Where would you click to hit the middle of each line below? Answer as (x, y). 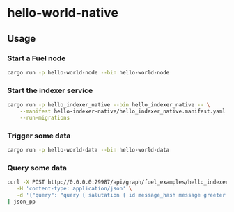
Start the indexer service (50, 90)
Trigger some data (39, 136)
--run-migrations (45, 117)
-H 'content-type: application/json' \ (74, 189)
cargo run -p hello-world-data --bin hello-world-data (88, 150)
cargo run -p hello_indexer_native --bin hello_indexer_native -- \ (109, 105)
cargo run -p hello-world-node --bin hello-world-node (88, 72)
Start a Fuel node (37, 58)
